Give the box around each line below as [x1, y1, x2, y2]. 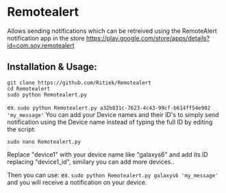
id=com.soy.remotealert [7, 41, 75, 49]
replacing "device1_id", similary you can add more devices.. [7, 157, 175, 166]
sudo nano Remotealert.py [7, 138, 81, 145]
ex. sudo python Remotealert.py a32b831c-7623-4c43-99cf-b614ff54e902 [7, 103, 211, 112]
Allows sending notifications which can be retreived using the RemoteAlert [7, 27, 217, 35]
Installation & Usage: [7, 61, 97, 73]
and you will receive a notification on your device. [7, 178, 147, 186]
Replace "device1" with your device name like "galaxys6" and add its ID [7, 150, 209, 158]
